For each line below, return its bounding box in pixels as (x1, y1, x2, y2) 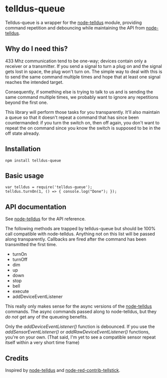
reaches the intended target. (5, 79, 64, 85)
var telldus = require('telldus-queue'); (5, 185, 93, 190)
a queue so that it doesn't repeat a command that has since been (5, 114, 139, 120)
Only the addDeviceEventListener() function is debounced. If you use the (5, 324, 155, 330)
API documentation (5, 203, 66, 211)
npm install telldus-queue (5, 158, 61, 163)
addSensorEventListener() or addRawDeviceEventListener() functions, (5, 329, 150, 335)
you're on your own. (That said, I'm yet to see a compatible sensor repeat (5, 334, 156, 340)
